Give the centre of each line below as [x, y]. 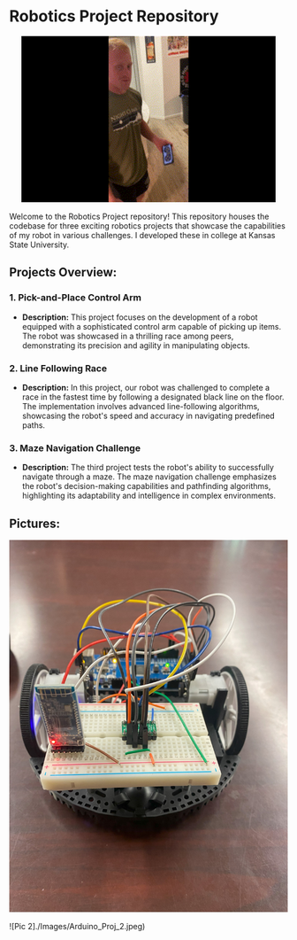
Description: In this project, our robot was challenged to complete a [146, 387]
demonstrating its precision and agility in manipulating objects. [136, 345]
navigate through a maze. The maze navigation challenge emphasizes [149, 477]
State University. [39, 245]
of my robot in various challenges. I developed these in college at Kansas [142, 235]
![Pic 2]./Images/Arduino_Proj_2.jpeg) [77, 927]
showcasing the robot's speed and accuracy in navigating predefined [148, 416]
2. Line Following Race [58, 368]
